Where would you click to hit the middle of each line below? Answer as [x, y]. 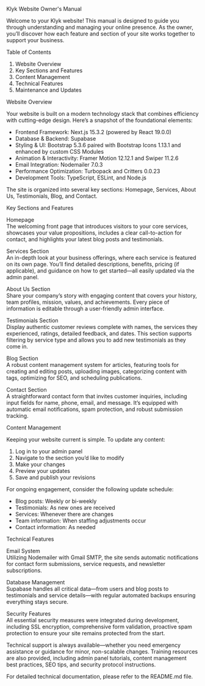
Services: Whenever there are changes [64, 514]
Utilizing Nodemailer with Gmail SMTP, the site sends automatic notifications [103, 557]
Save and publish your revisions [55, 477]
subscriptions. [24, 570]
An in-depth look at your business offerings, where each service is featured [101, 258]
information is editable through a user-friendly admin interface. [85, 308]
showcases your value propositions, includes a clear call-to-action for [94, 233]
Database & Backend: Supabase [56, 138]
